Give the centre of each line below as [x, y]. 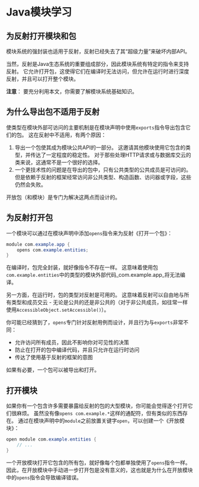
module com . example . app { [38, 244]
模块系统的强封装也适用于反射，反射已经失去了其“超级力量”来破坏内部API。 [98, 51]
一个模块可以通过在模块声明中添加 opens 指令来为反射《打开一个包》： [89, 233]
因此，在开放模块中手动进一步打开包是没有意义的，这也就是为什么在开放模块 [99, 470]
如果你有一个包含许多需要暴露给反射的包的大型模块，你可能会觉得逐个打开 [97, 406]
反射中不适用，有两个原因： [72, 135]
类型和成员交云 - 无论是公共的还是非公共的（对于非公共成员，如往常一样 [99, 302]
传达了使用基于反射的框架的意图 [54, 358]
